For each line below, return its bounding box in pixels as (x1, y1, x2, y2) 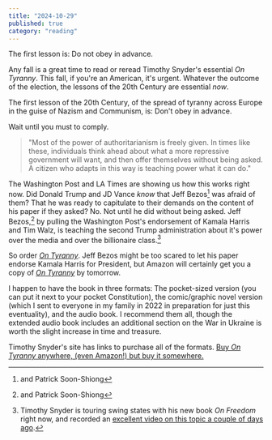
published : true (8, 19, 63, 28)
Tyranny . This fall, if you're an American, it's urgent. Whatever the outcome (8, 74, 260, 83)
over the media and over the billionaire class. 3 (8, 233, 162, 245)
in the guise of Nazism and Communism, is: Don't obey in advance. (8, 106, 232, 116)
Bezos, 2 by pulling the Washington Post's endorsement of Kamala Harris (8, 216, 250, 226)
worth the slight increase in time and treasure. (8, 327, 162, 336)
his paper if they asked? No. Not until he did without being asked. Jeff (8, 207, 241, 216)
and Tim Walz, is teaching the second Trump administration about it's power (8, 224, 263, 235)
